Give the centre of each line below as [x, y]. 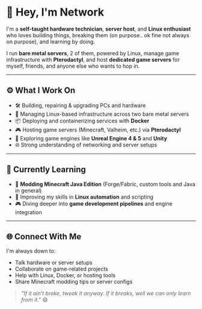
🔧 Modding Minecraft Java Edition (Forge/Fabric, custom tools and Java [105, 184]
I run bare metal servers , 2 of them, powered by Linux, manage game [93, 53]
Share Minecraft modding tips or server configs [74, 282]
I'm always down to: [31, 251]
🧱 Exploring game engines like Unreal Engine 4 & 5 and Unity [91, 138]
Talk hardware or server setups [54, 263]
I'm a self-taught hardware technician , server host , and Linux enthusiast [99, 29]
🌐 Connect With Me [44, 236]
